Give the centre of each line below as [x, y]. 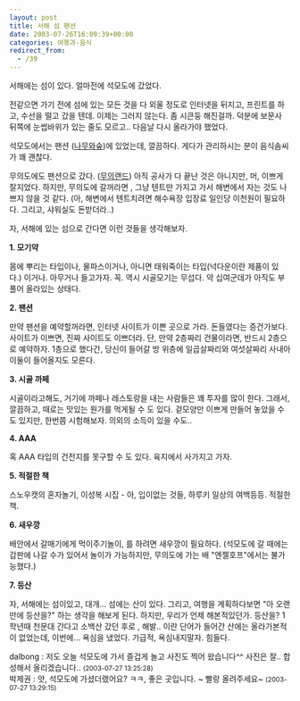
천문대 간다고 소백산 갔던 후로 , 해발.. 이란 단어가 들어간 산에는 [141, 626]
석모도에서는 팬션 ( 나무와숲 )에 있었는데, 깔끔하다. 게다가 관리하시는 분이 [134, 146]
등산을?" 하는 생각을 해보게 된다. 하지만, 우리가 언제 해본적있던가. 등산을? [153, 615]
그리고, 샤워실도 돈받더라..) [67, 209]
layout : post [33, 17]
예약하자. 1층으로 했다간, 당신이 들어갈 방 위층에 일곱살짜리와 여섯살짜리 [143, 349]
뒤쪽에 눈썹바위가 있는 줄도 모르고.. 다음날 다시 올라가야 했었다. [119, 127]
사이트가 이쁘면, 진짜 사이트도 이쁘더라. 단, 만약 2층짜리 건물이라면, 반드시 [137, 338]
